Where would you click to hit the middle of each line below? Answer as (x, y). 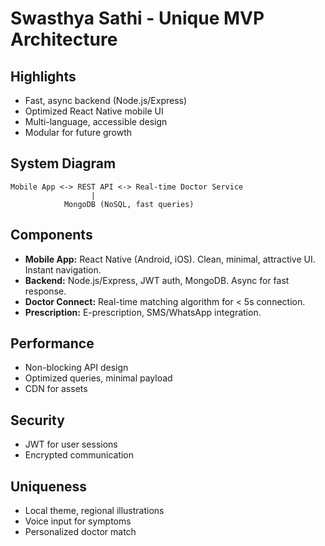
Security (37, 420)
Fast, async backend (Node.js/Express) (106, 100)
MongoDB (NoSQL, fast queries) (129, 204)
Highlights (43, 76)
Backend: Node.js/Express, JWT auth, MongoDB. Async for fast (157, 280)
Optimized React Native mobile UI (94, 111)
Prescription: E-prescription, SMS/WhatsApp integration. (143, 312)
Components (51, 235)
